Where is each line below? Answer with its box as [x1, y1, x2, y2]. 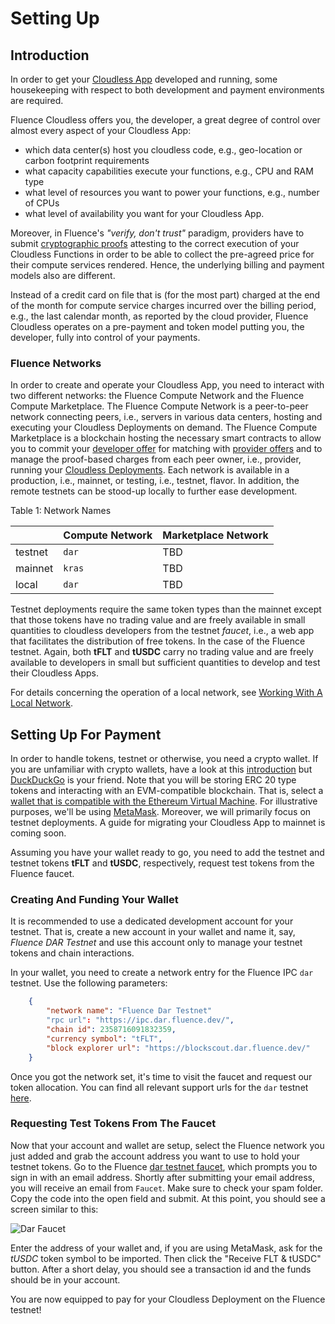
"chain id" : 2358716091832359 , [46, 1025, 177, 1035]
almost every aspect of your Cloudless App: [10, 125, 192, 136]
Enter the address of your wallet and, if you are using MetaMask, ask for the [10, 1242, 323, 1254]
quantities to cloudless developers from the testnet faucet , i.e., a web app [10, 625, 315, 637]
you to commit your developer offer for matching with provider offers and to [10, 443, 323, 455]
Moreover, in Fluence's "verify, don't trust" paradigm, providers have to [10, 227, 305, 239]
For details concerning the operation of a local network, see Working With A [10, 687, 323, 699]
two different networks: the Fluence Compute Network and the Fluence [10, 390, 305, 402]
